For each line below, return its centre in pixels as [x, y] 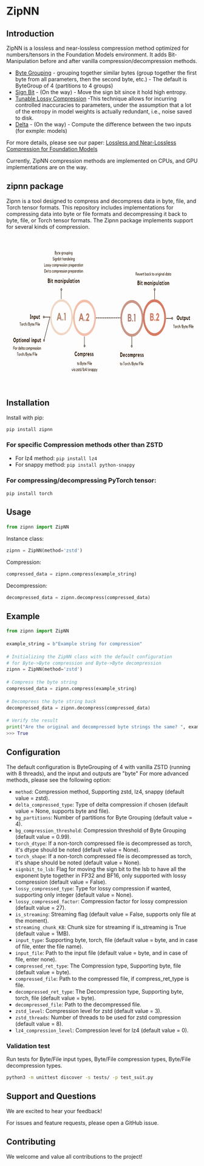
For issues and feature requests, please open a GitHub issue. [83, 1123]
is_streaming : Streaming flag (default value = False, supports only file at [105, 914]
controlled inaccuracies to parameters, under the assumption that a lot [103, 105]
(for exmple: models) [41, 131]
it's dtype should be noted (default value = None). [78, 849]
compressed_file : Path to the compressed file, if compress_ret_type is [102, 978]
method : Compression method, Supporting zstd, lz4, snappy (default [100, 791]
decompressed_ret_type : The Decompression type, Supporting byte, [99, 991]
